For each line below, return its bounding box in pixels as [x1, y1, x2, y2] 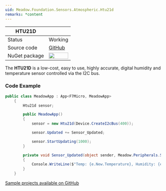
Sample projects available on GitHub [5, 180, 79, 186]
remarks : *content [5, 12, 43, 17]
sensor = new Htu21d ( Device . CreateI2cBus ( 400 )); [31, 121, 134, 127]
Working [48, 36, 69, 43]
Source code [7, 44, 38, 51]
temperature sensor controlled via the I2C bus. [5, 70, 100, 76]
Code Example [5, 82, 41, 89]
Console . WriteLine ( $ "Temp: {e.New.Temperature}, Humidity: [31, 162, 156, 167]
